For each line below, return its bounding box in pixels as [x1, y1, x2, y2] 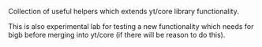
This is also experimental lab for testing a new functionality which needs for [8, 22, 254, 31]
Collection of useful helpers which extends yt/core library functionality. [8, 7, 239, 16]
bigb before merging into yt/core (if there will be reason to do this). [8, 31, 226, 39]
